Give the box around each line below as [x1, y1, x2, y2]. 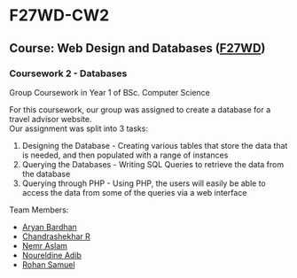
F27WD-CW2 [9, 5, 110, 26]
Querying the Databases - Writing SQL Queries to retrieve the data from [21, 158, 285, 169]
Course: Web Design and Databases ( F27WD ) [9, 41, 266, 56]
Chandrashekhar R [21, 231, 91, 242]
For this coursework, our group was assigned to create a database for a [9, 104, 271, 115]
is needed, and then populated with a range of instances [21, 150, 229, 160]
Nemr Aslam [21, 240, 68, 251]
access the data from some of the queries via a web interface [21, 187, 247, 197]
